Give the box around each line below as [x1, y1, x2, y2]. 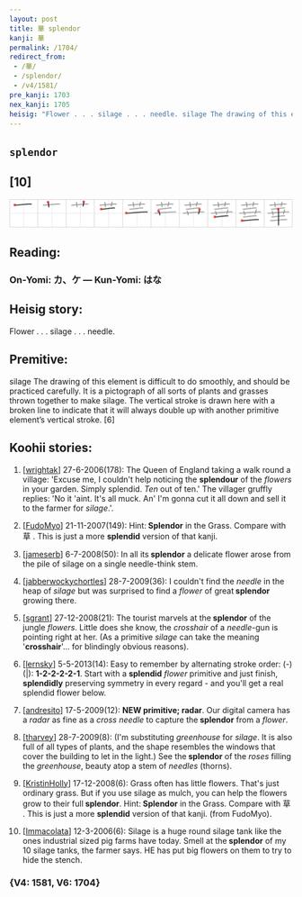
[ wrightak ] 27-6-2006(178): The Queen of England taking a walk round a [22, 464, 291, 475]
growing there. [22, 594, 77, 605]
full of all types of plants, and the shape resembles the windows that [22, 741, 276, 752]
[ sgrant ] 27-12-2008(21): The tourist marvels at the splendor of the [22, 612, 271, 623]
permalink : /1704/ [9, 43, 78, 52]
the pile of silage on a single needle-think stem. [22, 558, 199, 569]
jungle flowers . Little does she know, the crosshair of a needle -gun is [22, 621, 279, 632]
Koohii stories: [9, 440, 93, 456]
